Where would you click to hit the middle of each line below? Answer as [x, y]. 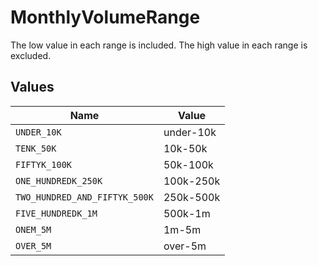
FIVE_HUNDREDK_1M [56, 213]
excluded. [31, 55]
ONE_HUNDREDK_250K [59, 180]
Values [32, 87]
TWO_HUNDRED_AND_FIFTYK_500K [84, 197]
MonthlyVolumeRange [105, 17]
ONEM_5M [33, 229]
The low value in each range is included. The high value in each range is [159, 45]
